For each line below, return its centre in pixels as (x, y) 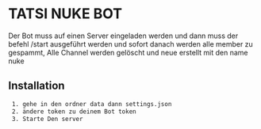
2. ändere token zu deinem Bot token (74, 112)
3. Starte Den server (47, 119)
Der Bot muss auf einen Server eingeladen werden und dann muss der (123, 36)
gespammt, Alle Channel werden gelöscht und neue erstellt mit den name (128, 52)
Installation (36, 86)
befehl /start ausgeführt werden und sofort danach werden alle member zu (131, 44)
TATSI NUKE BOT (65, 14)
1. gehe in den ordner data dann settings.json (92, 104)
